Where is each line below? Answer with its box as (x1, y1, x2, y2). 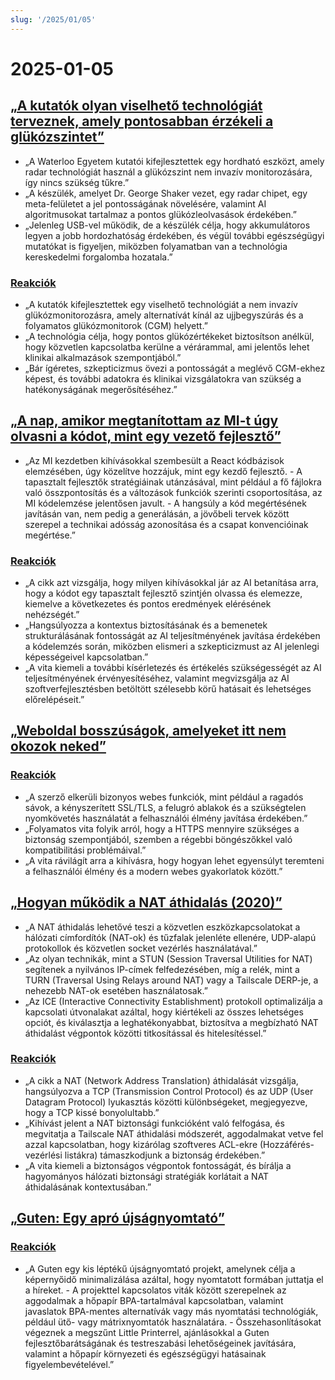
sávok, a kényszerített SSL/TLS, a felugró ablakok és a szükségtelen (24, 801, 307, 813)
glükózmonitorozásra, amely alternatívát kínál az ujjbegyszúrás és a (24, 309, 304, 321)
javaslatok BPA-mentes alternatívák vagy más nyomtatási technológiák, (24, 1305, 319, 1317)
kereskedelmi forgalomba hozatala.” (24, 251, 173, 263)
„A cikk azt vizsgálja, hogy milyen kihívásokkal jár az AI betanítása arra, (24, 577, 319, 589)
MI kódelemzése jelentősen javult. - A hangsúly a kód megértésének (24, 497, 307, 509)
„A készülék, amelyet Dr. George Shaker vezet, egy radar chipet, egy (24, 187, 308, 199)
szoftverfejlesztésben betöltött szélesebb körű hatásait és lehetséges (24, 683, 312, 695)
